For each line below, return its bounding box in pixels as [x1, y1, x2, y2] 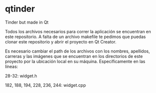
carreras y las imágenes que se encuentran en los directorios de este [5, 53, 143, 59]
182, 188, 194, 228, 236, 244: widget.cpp [5, 82, 86, 88]
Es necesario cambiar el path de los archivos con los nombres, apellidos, [5, 48, 150, 54]
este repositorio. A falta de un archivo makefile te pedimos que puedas [5, 34, 146, 40]
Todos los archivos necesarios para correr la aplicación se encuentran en [5, 28, 151, 34]
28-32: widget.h [5, 73, 37, 79]
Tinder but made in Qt [5, 19, 49, 25]
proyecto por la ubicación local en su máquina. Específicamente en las [5, 58, 146, 64]
